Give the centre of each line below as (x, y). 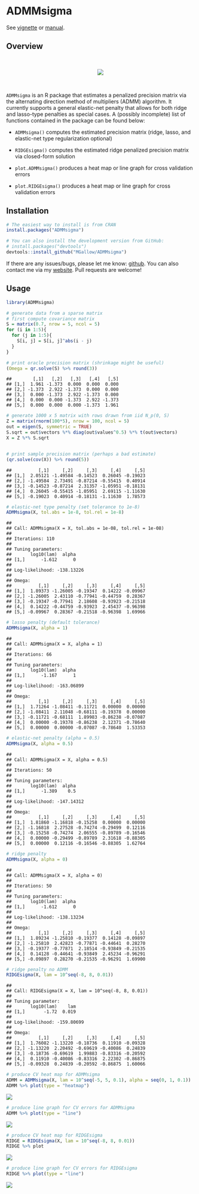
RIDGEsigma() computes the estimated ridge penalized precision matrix (102, 150)
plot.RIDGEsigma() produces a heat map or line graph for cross (93, 186)
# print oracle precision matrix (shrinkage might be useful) (85, 363)
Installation (27, 211)
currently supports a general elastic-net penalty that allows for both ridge (97, 108)
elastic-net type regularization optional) (63, 138)
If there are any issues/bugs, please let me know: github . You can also (93, 263)
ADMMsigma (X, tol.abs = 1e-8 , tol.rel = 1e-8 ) (65, 512)
